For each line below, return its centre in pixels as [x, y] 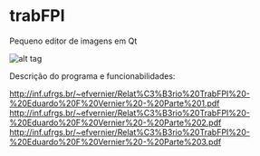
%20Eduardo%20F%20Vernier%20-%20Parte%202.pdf [116, 122]
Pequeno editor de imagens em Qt [73, 41]
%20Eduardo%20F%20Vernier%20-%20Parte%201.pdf [115, 103]
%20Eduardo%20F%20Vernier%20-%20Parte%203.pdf [116, 141]
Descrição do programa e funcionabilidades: [92, 76]
